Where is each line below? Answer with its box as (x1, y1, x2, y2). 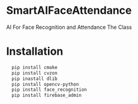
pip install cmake (11, 64, 58, 70)
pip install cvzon (11, 70, 58, 76)
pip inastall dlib (11, 76, 58, 82)
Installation (6, 44, 64, 58)
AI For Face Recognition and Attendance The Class (6, 23, 132, 31)
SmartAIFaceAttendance (6, 4, 132, 17)
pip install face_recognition (11, 87, 87, 93)
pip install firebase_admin (11, 93, 82, 99)
